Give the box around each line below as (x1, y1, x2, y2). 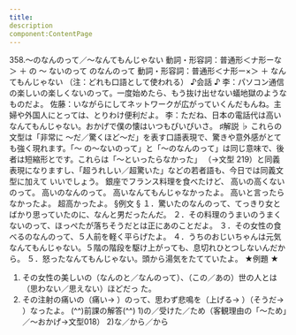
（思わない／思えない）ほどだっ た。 (21, 284, 156, 294)
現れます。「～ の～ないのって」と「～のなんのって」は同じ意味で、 (32, 143, 277, 154)
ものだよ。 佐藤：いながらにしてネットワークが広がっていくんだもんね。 (9, 99, 274, 110)
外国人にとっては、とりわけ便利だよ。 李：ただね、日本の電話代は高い (24, 110, 282, 120)
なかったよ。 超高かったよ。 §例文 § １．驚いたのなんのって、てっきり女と (9, 198, 281, 209)
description (9, 21, 53, 30)
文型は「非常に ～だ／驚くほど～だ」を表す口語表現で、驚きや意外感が (9, 132, 267, 142)
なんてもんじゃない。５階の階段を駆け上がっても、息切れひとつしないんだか (9, 242, 285, 253)
